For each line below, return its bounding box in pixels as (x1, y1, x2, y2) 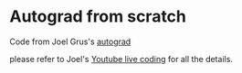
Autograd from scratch (9, 6, 187, 27)
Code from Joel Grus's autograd (9, 36, 132, 47)
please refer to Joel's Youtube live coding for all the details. (9, 53, 233, 64)
